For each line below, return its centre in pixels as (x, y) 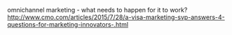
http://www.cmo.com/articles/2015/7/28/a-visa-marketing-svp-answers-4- (116, 17)
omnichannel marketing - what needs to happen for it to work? (97, 10)
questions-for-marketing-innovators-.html (68, 24)
